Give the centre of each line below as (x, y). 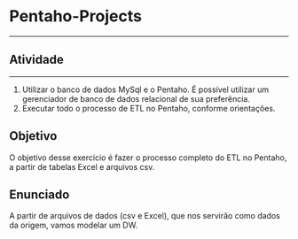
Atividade (36, 60)
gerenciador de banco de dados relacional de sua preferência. (136, 98)
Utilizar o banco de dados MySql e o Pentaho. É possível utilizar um (145, 89)
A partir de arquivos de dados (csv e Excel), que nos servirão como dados (145, 216)
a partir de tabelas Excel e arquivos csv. (82, 166)
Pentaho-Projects (75, 16)
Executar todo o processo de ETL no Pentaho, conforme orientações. (149, 108)
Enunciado (39, 194)
